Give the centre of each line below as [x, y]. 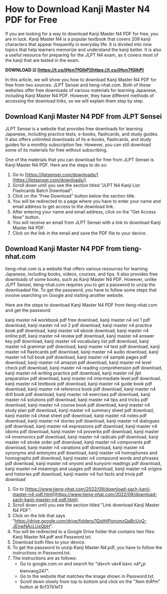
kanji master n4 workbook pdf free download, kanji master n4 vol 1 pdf [78, 320]
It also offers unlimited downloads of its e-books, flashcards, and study [78, 139]
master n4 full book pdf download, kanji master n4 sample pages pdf [76, 357]
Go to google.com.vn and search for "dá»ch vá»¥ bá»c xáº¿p [83, 563]
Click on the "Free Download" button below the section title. [74, 195]
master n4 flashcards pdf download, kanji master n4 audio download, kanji [82, 351]
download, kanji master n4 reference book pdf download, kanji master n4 [81, 389]
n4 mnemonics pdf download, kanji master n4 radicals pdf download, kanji [82, 436]
